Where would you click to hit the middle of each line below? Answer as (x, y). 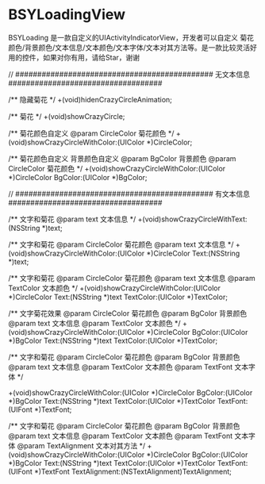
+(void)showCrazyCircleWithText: (192, 219)
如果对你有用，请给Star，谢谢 (91, 57)
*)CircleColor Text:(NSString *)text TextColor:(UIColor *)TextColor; (118, 297)
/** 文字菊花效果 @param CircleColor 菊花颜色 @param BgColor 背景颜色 (128, 313)
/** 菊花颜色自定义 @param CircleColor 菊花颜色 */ (91, 133)
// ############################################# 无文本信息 (129, 74)
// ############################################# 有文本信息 (129, 194)
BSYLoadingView (67, 15)
